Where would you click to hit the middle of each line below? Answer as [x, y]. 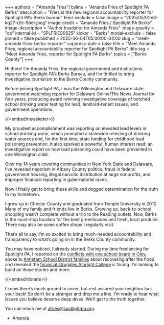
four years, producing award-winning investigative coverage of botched [78, 99]
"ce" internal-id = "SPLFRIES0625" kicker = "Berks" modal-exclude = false [81, 33]
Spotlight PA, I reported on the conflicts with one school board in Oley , [76, 254]
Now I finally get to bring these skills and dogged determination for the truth [82, 189]
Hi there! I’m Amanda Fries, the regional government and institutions [74, 69]
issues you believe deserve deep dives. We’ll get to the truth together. [75, 299]
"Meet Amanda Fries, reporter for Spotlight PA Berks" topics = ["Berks [76, 54]
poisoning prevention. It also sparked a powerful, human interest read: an [79, 144]
